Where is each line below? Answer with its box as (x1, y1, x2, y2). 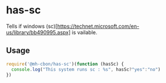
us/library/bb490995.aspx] (6, 28, 71, 35)
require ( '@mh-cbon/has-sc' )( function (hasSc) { (6, 61, 124, 67)
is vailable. (72, 28, 98, 35)
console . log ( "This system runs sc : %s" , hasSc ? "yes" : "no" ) (11, 66, 161, 73)
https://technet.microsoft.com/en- (57, 23, 140, 30)
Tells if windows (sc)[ (6, 23, 57, 30)
